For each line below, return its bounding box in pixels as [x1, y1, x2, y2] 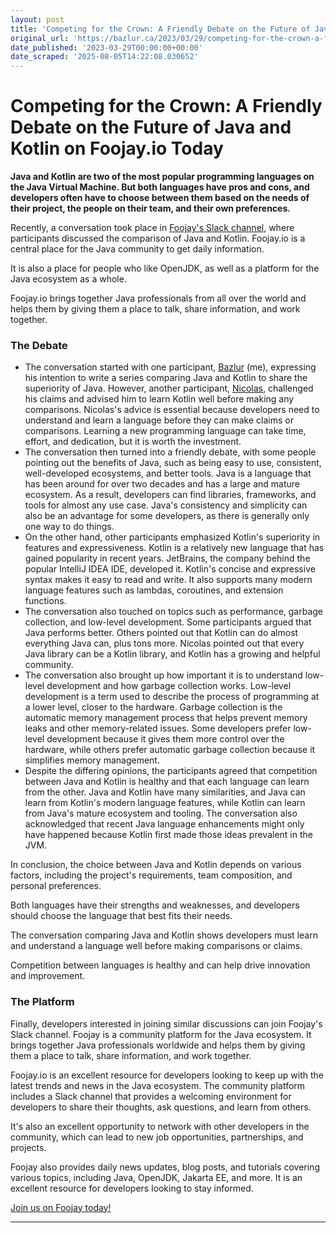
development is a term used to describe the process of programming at [24, 691, 320, 703]
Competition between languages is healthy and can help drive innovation [10, 959, 311, 971]
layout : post [10, 14, 65, 25]
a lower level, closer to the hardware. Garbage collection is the [24, 701, 283, 713]
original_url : [10, 33, 70, 43]
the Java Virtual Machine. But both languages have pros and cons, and [10, 181, 310, 193]
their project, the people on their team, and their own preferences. [10, 202, 291, 215]
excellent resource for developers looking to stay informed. [10, 1182, 254, 1194]
